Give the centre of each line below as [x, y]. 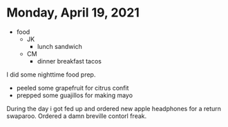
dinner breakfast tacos [69, 61]
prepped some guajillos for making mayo [74, 95]
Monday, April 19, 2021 [73, 13]
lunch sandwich [59, 46]
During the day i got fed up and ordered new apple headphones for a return [114, 108]
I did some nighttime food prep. [51, 75]
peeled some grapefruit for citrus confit [73, 88]
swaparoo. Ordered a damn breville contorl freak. [77, 116]
